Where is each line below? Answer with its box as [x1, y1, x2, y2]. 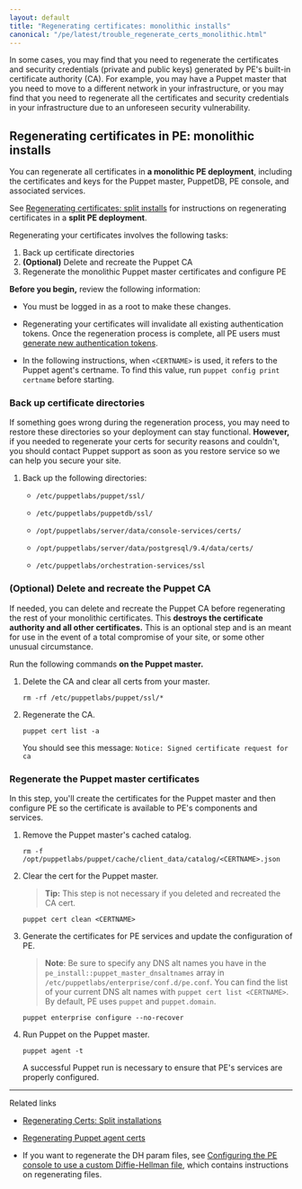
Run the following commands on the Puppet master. [9, 658, 204, 669]
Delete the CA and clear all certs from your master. [22, 675, 210, 686]
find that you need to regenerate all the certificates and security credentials [9, 93, 289, 103]
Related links [9, 1098, 57, 1109]
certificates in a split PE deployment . [9, 212, 147, 223]
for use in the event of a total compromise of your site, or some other [9, 631, 265, 642]
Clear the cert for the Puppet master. [22, 871, 159, 881]
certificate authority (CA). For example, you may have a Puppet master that [9, 74, 288, 85]
